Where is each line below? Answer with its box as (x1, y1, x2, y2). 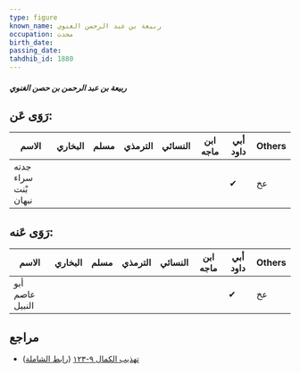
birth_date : (9, 37, 54, 47)
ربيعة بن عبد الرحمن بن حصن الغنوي (9, 82, 128, 93)
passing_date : (9, 46, 62, 55)
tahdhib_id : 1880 (9, 54, 74, 63)
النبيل (13, 300, 34, 312)
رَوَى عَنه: (9, 224, 54, 239)
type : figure (9, 12, 58, 22)
